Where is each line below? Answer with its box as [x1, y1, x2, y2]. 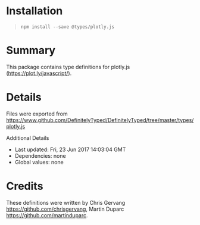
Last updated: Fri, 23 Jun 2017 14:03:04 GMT [14, 146, 126, 153]
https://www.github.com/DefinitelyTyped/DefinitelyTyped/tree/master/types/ [6, 116, 194, 123]
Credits [6, 180, 43, 193]
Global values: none [14, 158, 64, 165]
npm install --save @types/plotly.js [20, 24, 115, 30]
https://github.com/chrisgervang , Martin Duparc [6, 205, 124, 212]
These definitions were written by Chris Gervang [6, 199, 126, 206]
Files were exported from [6, 110, 68, 117]
